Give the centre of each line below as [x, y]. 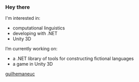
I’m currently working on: [31, 49]
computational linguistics [39, 28]
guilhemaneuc [20, 74]
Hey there [18, 7]
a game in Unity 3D [33, 64]
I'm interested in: [23, 18]
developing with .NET [35, 34]
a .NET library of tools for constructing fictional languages [73, 59]
